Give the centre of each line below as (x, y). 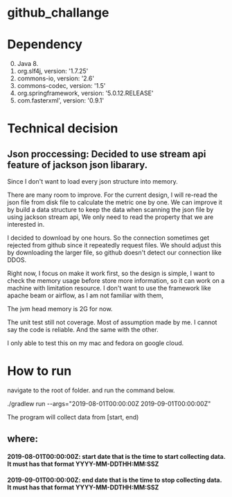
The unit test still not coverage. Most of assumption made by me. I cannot (112, 322)
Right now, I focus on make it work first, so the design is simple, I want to (111, 273)
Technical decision (63, 129)
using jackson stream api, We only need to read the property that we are (110, 217)
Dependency (45, 45)
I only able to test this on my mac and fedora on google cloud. (96, 343)
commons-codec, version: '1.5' (61, 86)
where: (23, 439)
